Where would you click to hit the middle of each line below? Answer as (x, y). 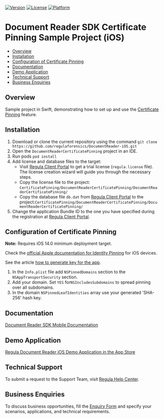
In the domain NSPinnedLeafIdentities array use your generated (77, 293)
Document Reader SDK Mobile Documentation (52, 325)
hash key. (32, 298)
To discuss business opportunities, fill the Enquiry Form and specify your (78, 406)
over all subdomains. (33, 287)
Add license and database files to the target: (57, 161)
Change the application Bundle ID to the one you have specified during (83, 211)
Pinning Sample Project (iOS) (65, 38)
